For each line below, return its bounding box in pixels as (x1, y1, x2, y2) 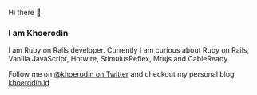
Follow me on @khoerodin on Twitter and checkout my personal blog (8, 69, 235, 79)
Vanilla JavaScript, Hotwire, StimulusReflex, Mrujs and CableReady (8, 54, 228, 64)
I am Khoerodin (8, 27, 69, 38)
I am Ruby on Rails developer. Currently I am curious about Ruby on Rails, (8, 46, 250, 55)
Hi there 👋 (8, 8, 42, 17)
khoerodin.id (8, 78, 50, 88)
